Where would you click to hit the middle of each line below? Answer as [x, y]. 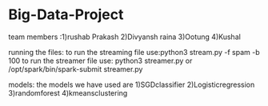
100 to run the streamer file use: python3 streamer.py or [100, 61]
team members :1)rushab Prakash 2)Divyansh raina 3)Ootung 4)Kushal [125, 37]
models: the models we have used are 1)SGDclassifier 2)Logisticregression [132, 84]
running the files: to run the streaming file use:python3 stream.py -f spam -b [134, 52]
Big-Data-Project [66, 15]
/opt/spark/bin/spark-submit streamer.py [76, 69]
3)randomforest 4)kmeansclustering [68, 92]
